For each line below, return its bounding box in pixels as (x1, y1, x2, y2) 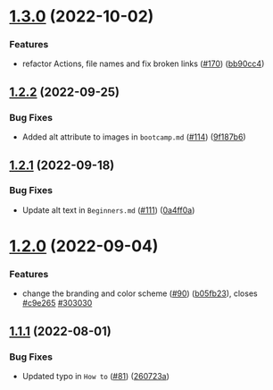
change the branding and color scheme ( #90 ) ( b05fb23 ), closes (21, 288, 258, 299)
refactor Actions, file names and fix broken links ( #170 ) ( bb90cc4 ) (21, 58, 265, 69)
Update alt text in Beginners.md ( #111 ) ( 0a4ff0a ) (21, 204, 195, 216)
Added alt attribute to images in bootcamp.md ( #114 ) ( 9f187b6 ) (21, 131, 247, 142)
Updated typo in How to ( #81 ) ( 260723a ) (21, 371, 170, 382)
